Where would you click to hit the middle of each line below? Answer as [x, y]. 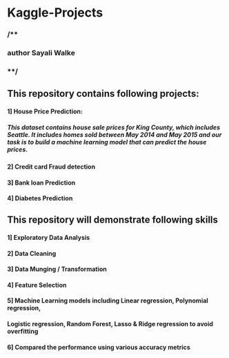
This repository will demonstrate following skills [113, 220]
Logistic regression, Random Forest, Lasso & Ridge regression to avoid [110, 324]
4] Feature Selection [37, 285]
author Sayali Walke [41, 53]
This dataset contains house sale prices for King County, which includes [114, 127]
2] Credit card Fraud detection [51, 167]
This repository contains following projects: [103, 94]
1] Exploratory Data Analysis [49, 238]
